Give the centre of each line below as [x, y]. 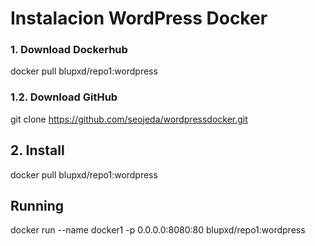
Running [37, 205]
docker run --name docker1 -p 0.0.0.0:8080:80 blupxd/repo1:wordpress [158, 230]
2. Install [37, 150]
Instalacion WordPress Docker [139, 18]
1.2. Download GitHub [64, 97]
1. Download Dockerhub [69, 50]
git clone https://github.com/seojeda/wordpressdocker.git [129, 119]
